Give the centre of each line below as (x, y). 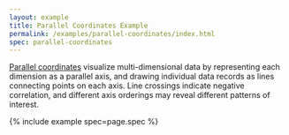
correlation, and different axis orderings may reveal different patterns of (140, 95)
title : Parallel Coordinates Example (79, 26)
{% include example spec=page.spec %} (84, 122)
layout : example (39, 17)
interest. (24, 105)
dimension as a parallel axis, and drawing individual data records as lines (142, 77)
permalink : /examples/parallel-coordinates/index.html (112, 34)
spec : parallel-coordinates (61, 42)
